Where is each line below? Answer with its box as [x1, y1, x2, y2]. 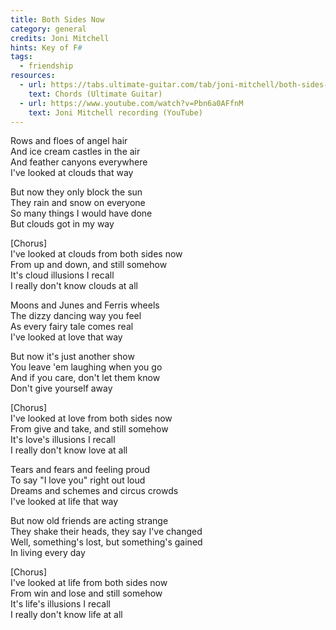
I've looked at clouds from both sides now [10, 248, 183, 260]
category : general [10, 24, 87, 34]
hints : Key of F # [10, 42, 83, 53]
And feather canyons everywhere [10, 156, 148, 168]
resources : [10, 71, 56, 81]
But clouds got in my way [10, 218, 115, 230]
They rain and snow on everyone [10, 197, 146, 209]
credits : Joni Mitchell [10, 33, 110, 43]
